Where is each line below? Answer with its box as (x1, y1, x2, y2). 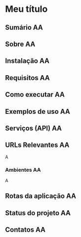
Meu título (5, 3, 48, 15)
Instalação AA (5, 57, 49, 65)
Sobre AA (5, 40, 36, 48)
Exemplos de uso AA (5, 107, 70, 116)
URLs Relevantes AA (5, 141, 70, 149)
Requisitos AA (5, 73, 50, 82)
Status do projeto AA (5, 209, 71, 217)
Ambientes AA (5, 166, 41, 173)
